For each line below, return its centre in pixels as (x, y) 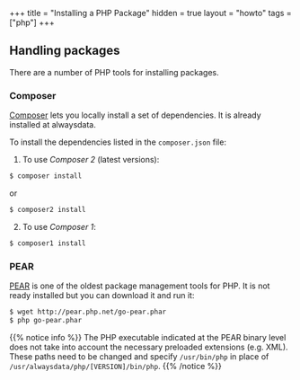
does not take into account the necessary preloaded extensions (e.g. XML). (149, 347)
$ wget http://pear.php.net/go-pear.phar (88, 312)
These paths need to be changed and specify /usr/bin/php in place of (139, 356)
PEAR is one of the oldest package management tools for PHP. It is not (140, 286)
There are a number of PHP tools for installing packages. (115, 72)
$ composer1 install (48, 243)
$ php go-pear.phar (46, 320)
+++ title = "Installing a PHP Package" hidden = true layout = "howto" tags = (150, 13)
